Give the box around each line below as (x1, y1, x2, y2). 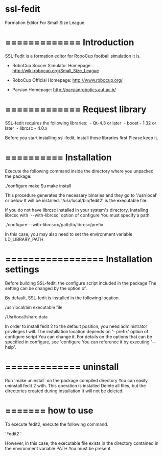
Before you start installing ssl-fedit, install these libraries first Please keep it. (5, 135, 158, 141)
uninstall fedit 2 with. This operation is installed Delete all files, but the (5, 383, 146, 388)
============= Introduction (5, 37, 135, 48)
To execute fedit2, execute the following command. (5, 421, 109, 427)
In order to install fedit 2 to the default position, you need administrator (5, 323, 148, 329)
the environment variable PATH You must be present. (5, 445, 112, 451)
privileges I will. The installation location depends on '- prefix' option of (5, 328, 149, 334)
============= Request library (5, 104, 147, 115)
